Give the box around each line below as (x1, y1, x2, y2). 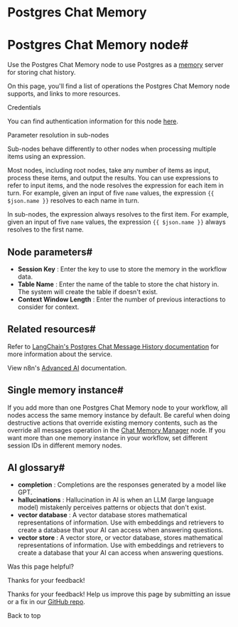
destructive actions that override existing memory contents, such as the (7, 418, 218, 427)
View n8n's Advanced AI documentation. (7, 363, 127, 372)
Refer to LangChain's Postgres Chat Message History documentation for (7, 342, 220, 351)
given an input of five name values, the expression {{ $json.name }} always (7, 218, 226, 227)
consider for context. (17, 302, 80, 311)
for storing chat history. (7, 68, 76, 77)
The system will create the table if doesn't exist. (17, 287, 158, 296)
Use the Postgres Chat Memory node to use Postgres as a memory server (7, 61, 224, 69)
